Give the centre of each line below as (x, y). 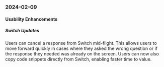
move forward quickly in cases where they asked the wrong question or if (81, 48)
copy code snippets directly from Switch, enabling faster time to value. (78, 59)
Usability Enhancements (31, 19)
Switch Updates (22, 31)
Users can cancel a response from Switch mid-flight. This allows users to (81, 43)
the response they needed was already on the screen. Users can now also (82, 54)
